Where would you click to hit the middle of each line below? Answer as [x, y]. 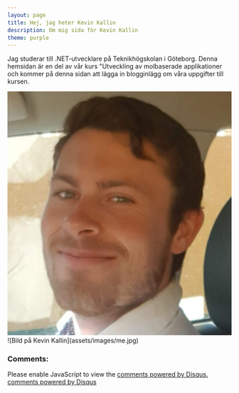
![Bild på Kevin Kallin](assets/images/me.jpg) [73, 340]
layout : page [27, 15]
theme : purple [28, 38]
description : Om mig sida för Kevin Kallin [73, 30]
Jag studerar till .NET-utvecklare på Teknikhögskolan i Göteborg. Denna [113, 59]
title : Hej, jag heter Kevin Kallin [62, 22]
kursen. [18, 81]
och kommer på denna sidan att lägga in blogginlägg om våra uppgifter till [116, 74]
